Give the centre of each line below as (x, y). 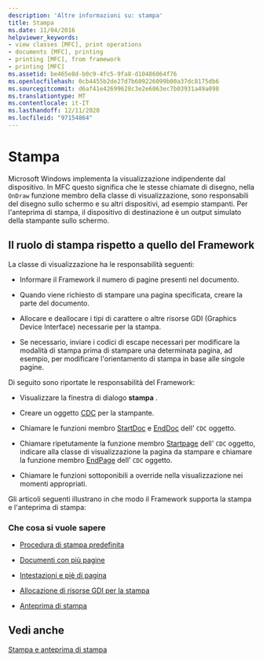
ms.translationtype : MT (47, 96)
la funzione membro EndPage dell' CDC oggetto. (96, 460)
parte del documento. (55, 303)
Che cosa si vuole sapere (57, 527)
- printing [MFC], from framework (65, 60)
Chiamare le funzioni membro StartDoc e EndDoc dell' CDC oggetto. (128, 428)
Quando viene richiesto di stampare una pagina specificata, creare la (131, 294)
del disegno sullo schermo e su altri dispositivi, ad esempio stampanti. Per (128, 203)
